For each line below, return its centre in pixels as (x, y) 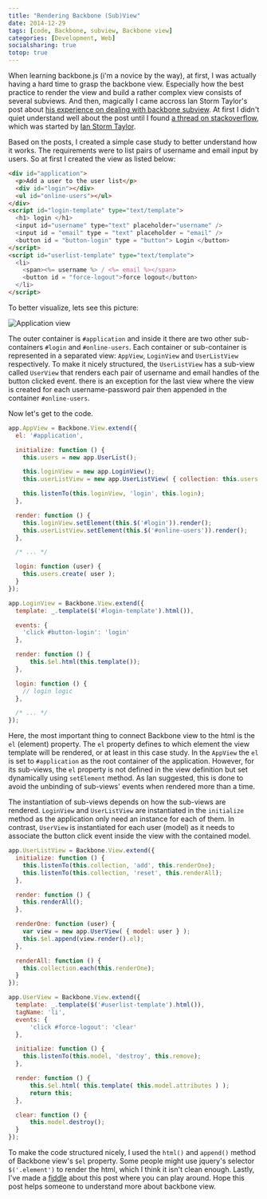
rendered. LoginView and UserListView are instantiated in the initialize (126, 811)
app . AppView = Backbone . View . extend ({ (73, 428)
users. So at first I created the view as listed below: (92, 159)
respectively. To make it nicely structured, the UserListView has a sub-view (132, 363)
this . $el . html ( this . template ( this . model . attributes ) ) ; (129, 1086)
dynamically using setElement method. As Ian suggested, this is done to (126, 778)
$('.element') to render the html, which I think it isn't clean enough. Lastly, (132, 1169)
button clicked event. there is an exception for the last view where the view (131, 381)
